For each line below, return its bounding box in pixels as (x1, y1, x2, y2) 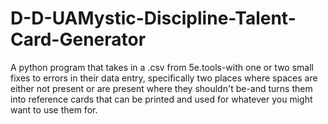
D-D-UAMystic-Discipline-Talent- (10, 7, 297, 30)
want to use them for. (10, 103, 98, 116)
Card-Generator (10, 28, 147, 51)
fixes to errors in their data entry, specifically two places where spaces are (10, 72, 318, 84)
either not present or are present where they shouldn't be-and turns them (10, 82, 313, 94)
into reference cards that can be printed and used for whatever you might (10, 93, 313, 105)
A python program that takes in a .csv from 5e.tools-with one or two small (10, 61, 314, 73)
